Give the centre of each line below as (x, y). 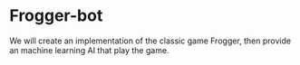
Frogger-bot (56, 16)
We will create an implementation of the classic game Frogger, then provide (150, 41)
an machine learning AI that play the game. (89, 50)
